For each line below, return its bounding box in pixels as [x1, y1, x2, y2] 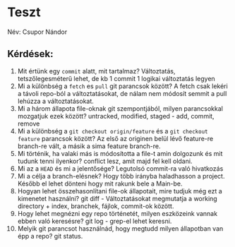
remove [17, 119, 40, 128]
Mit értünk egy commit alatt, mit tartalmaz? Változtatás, [17, 66, 176, 75]
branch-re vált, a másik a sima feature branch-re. [17, 142, 161, 150]
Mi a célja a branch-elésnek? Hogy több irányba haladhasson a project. [17, 171, 225, 180]
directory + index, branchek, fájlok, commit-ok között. [17, 202, 174, 210]
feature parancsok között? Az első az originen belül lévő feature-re [17, 134, 214, 143]
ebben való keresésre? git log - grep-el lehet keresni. [17, 217, 172, 225]
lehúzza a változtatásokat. [17, 97, 94, 105]
